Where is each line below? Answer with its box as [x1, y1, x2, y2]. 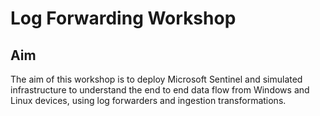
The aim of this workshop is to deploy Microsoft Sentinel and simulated [10, 73, 303, 85]
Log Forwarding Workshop [10, 7, 237, 30]
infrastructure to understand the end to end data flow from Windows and [10, 84, 310, 96]
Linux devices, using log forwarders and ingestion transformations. [10, 95, 287, 106]
